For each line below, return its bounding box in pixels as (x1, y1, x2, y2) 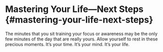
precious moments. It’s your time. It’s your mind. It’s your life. (5, 41, 130, 47)
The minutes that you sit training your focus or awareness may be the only (5, 30, 158, 36)
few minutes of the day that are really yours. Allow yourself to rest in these (5, 36, 158, 42)
